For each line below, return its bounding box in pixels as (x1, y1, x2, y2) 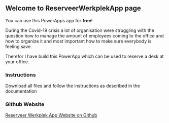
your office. (5, 58, 29, 65)
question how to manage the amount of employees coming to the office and (5, 32, 164, 38)
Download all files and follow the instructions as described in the (5, 83, 141, 89)
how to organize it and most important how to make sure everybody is (5, 38, 152, 44)
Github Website (5, 101, 45, 108)
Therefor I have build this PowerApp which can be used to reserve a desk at (5, 53, 164, 59)
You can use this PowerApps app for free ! (5, 17, 93, 23)
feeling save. (5, 43, 32, 50)
